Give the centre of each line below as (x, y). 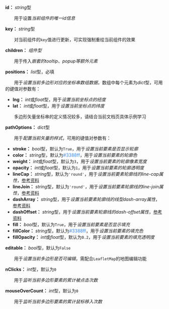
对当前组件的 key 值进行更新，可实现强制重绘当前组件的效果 (75, 40)
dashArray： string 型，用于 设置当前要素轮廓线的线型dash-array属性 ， (86, 199)
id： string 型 (18, 7)
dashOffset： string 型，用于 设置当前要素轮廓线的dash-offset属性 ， (83, 212)
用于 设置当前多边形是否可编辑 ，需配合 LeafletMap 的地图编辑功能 (80, 259)
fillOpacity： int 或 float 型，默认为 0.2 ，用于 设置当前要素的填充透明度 (83, 237)
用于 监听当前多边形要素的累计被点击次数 (56, 280)
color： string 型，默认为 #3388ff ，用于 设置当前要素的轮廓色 (75, 155)
